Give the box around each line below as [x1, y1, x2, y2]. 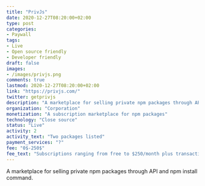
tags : [6, 37, 20, 43]
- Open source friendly [6, 49, 67, 55]
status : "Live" [6, 123, 45, 129]
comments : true [6, 77, 45, 83]
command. [6, 174, 34, 181]
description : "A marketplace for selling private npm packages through [6, 99, 192, 106]
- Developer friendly [6, 54, 62, 60]
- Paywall [6, 32, 32, 38]
